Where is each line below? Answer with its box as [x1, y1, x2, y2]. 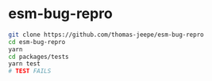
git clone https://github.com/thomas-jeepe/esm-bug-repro [8, 31, 204, 39]
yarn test [8, 60, 41, 68]
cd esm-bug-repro [8, 38, 66, 46]
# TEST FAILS [8, 68, 52, 75]
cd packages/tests [8, 53, 69, 61]
